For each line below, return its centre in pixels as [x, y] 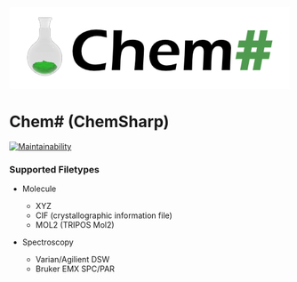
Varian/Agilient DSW [72, 260]
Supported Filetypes [54, 169]
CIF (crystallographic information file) [104, 215]
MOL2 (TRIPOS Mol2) [75, 225]
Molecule [39, 189]
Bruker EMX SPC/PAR [75, 269]
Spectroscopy [48, 242]
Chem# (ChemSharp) [89, 122]
